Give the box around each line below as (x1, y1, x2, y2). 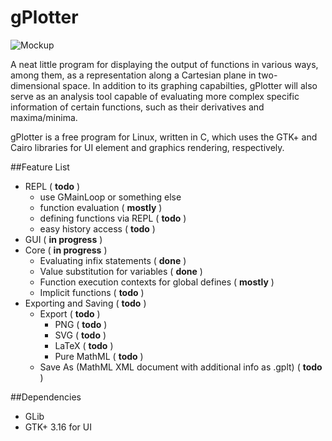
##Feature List (10, 161, 70, 173)
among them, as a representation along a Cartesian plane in (10, 69, 257, 81)
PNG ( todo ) (54, 318, 108, 330)
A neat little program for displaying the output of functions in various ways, (10, 58, 319, 70)
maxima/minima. (10, 111, 78, 123)
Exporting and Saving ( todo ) (24, 297, 147, 309)
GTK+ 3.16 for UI (24, 421, 92, 433)
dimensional (10, 79, 61, 91)
